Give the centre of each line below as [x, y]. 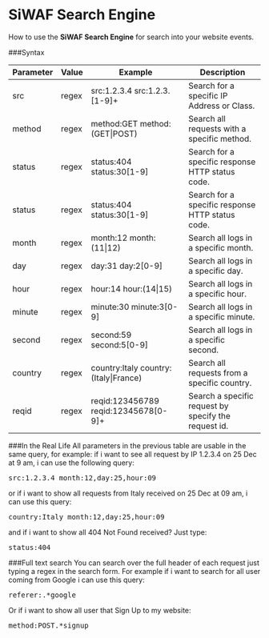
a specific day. [215, 271]
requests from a [218, 372]
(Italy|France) [116, 378]
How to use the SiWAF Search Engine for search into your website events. [131, 37]
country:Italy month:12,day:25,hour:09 [86, 517]
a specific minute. [221, 316]
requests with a [217, 128]
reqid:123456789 [125, 400]
